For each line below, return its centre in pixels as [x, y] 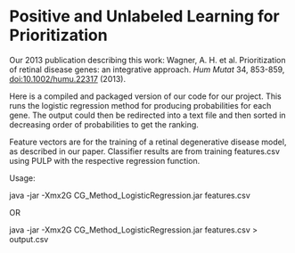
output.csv [29, 239]
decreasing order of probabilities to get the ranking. [104, 124]
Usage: [22, 178]
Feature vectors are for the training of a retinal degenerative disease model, [148, 142]
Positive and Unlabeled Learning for [144, 16]
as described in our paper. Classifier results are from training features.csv [145, 151]
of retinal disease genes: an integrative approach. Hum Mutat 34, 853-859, [147, 69]
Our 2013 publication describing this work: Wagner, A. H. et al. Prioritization [147, 60]
